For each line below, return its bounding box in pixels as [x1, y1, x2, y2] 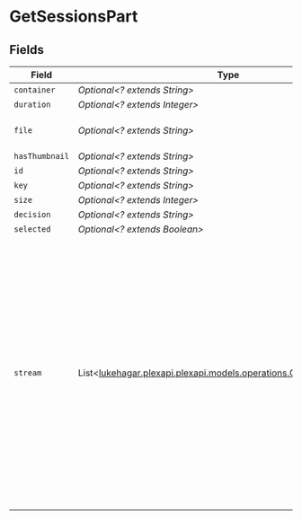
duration [13, 100, 51, 110]
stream [13, 368, 42, 378]
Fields [9, 42, 45, 57]
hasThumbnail [13, 151, 70, 161]
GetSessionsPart [9, 6, 138, 27]
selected [13, 225, 51, 234]
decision [13, 209, 51, 219]
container [13, 85, 56, 95]
